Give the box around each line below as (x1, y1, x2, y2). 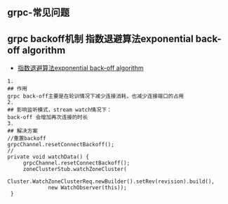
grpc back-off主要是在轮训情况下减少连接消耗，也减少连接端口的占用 (7, 93, 185, 100)
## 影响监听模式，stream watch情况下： (7, 106, 112, 114)
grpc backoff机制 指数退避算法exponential (7, 32, 194, 44)
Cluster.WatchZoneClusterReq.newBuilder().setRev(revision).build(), (7, 178, 215, 185)
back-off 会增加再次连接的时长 (7, 114, 88, 121)
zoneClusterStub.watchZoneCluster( (22, 166, 128, 173)
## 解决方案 (7, 127, 39, 135)
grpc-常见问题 (7, 6, 70, 19)
